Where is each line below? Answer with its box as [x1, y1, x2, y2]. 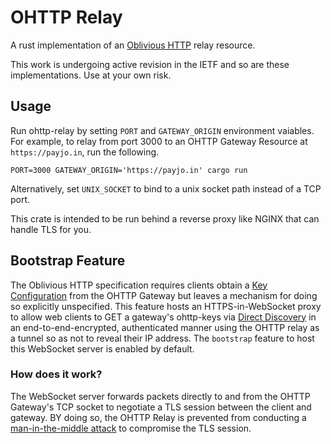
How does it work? [10, 367, 103, 381]
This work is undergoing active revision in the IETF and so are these [10, 58, 290, 70]
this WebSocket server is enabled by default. [10, 342, 195, 355]
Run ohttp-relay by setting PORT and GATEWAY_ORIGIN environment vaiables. [10, 124, 315, 136]
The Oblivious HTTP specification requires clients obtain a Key [10, 279, 268, 291]
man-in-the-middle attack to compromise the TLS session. [10, 422, 252, 434]
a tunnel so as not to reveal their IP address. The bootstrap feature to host [10, 332, 315, 344]
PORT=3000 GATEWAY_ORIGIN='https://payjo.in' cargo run [10, 165, 248, 175]
